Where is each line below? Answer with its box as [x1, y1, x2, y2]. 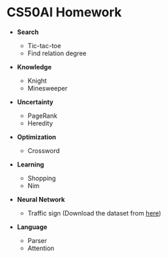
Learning [16, 160, 45, 169]
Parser [27, 236, 47, 245]
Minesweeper [27, 84, 68, 92]
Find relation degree [27, 49, 86, 57]
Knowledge [16, 62, 52, 71]
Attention [27, 244, 55, 252]
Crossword [27, 146, 60, 155]
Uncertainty [16, 97, 54, 106]
